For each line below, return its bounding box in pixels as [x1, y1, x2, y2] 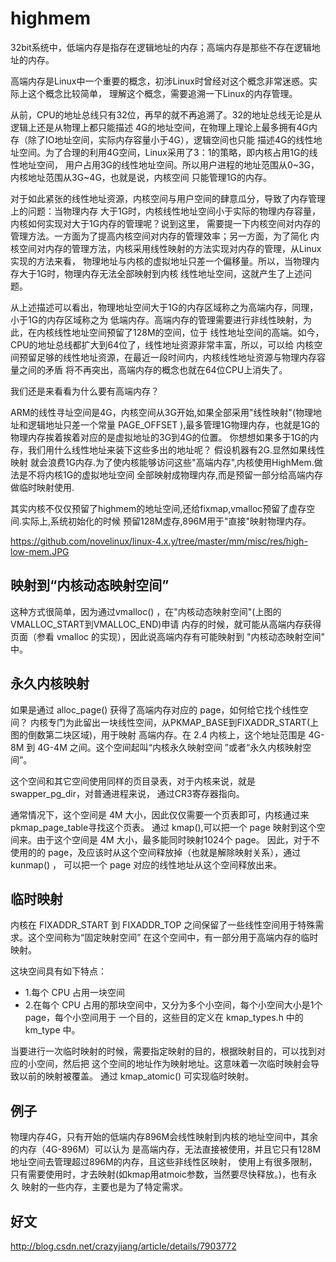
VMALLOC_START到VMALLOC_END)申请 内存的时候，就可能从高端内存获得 [10, 618, 322, 630]
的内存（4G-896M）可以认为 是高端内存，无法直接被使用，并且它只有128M [10, 1143, 322, 1156]
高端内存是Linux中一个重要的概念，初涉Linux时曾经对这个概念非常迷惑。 [10, 75, 309, 87]
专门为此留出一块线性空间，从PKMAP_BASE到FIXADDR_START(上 [47, 716, 320, 728]
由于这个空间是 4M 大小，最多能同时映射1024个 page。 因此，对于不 [36, 833, 320, 846]
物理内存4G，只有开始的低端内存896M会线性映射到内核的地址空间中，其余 [10, 1131, 319, 1143]
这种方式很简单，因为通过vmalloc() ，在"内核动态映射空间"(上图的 [10, 605, 282, 617]
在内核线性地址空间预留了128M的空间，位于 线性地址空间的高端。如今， [27, 326, 325, 338]
